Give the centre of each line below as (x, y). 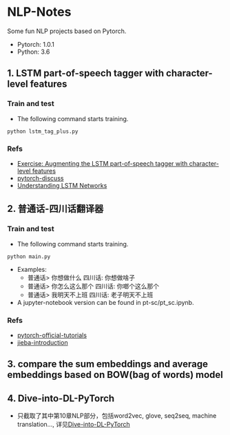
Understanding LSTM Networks (62, 185)
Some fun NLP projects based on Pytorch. (67, 31)
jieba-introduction (42, 342)
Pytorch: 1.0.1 (36, 44)
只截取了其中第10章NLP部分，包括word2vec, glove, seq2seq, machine (117, 416)
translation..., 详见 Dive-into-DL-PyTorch (74, 425)
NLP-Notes (39, 12)
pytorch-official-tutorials (52, 335)
